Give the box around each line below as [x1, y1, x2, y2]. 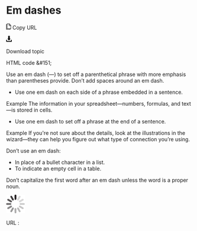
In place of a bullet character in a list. [14, 159, 105, 166]
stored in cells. [17, 106, 53, 113]
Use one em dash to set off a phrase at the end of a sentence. [14, 118, 166, 125]
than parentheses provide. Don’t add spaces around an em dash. [6, 77, 164, 84]
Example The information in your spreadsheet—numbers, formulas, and [6, 100, 180, 107]
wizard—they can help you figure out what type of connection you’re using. [6, 135, 190, 143]
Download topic [6, 48, 45, 55]
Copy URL [12, 24, 37, 31]
